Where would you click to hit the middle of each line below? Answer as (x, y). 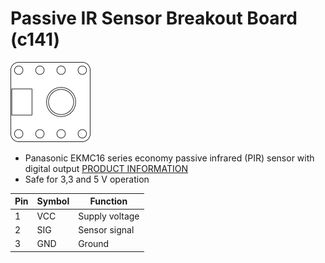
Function (108, 201)
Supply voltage (109, 216)
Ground (94, 244)
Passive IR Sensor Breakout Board (154, 18)
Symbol (53, 201)
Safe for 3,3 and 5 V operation (87, 179)
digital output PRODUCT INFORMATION (106, 168)
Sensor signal (106, 229)
